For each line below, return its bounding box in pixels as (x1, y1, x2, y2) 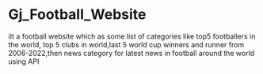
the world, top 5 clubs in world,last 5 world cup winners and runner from (8, 39, 245, 49)
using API (8, 57, 40, 66)
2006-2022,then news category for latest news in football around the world (8, 48, 255, 57)
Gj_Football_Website (8, 6, 147, 24)
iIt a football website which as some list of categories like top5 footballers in (8, 31, 256, 41)
